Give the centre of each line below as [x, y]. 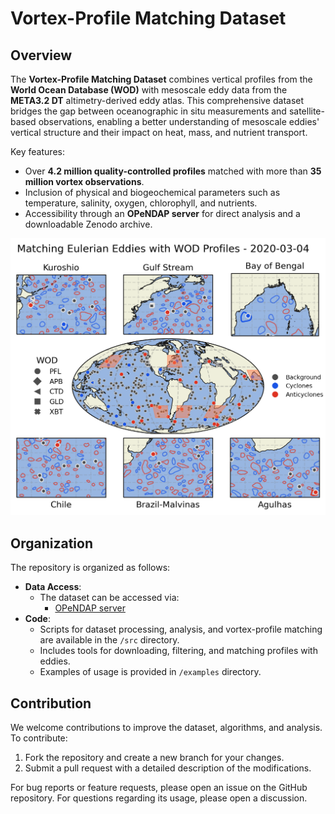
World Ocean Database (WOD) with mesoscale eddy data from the [149, 90]
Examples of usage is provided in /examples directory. [150, 672]
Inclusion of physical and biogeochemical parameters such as [152, 192]
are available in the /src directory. [109, 640]
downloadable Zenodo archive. [88, 224]
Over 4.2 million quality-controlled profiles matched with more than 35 [173, 171]
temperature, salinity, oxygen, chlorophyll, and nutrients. [141, 203]
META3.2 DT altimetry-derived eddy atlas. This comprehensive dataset [157, 100]
